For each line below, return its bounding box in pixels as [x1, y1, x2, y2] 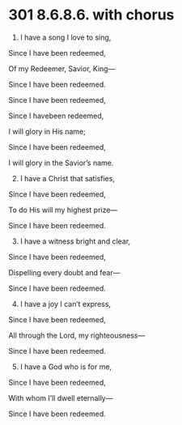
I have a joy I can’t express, [19, 299, 112, 308]
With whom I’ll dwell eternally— [8, 393, 113, 402]
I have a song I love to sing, [19, 32, 112, 42]
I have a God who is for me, [19, 362, 112, 372]
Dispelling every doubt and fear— [8, 267, 121, 277]
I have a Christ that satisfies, [19, 173, 116, 183]
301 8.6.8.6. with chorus [8, 6, 175, 24]
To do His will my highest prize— [8, 205, 118, 215]
